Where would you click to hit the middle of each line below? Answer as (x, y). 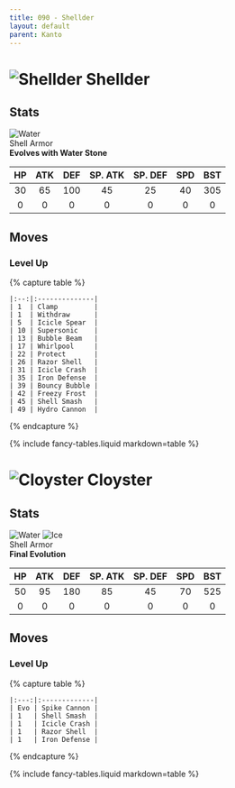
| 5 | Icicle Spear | (54, 323)
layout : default (40, 26)
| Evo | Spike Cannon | (54, 708)
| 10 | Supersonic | (54, 331)
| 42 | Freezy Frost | (54, 394)
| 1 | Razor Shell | (54, 731)
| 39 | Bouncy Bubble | (54, 386)
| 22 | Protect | (54, 354)
